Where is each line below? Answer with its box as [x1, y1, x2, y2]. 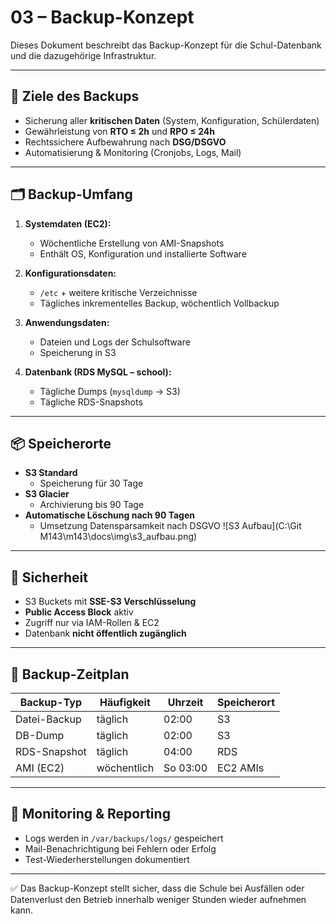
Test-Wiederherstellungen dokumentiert [24, 853, 190, 865]
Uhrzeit [167, 696, 204, 709]
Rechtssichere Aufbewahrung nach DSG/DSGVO [24, 136, 227, 148]
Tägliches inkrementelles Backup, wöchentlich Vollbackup [39, 297, 280, 309]
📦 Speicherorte [10, 435, 112, 452]
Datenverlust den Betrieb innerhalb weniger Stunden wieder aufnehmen [10, 893, 307, 905]
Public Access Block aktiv [24, 606, 134, 618]
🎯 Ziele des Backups [10, 88, 140, 105]
